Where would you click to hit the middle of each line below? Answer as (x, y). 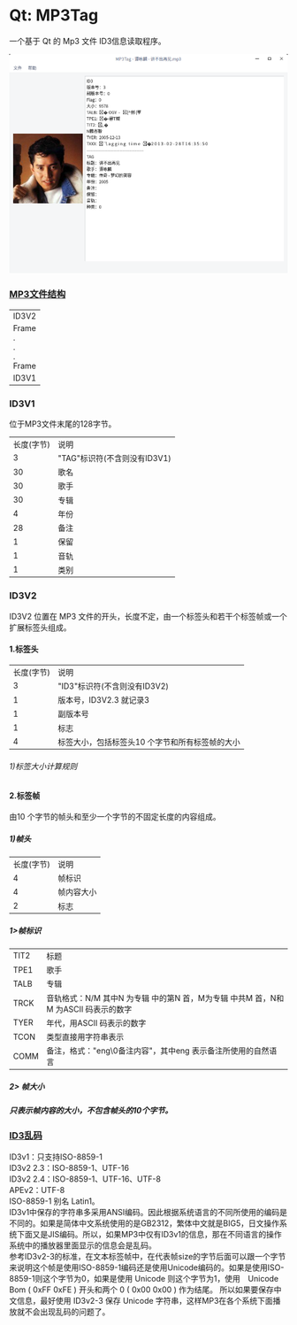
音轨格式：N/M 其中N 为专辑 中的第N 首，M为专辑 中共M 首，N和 (165, 998)
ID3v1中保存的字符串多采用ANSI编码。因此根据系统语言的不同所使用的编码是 (148, 1212)
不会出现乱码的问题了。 (67, 1312)
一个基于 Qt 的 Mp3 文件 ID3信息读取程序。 (88, 41)
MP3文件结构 (38, 295)
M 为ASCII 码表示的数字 (89, 1009)
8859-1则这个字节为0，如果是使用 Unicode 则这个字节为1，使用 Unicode (144, 1278)
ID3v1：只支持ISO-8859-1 (56, 1157)
